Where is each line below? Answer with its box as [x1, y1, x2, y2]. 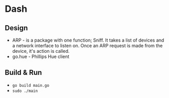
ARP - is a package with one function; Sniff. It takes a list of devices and [12, 37, 164, 43]
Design [5, 24, 28, 32]
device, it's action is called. [12, 48, 70, 54]
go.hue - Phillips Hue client [12, 53, 70, 60]
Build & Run [5, 68, 42, 77]
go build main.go [12, 83, 50, 88]
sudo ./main [12, 88, 38, 93]
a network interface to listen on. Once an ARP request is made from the [12, 43, 163, 49]
